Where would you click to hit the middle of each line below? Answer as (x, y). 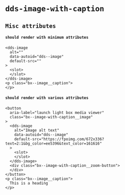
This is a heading (29, 183)
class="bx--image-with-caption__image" (51, 117)
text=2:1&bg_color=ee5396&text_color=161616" (53, 143)
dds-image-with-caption (55, 9)
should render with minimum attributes (47, 38)
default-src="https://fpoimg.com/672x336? (59, 139)
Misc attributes (31, 26)
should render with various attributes (47, 98)
